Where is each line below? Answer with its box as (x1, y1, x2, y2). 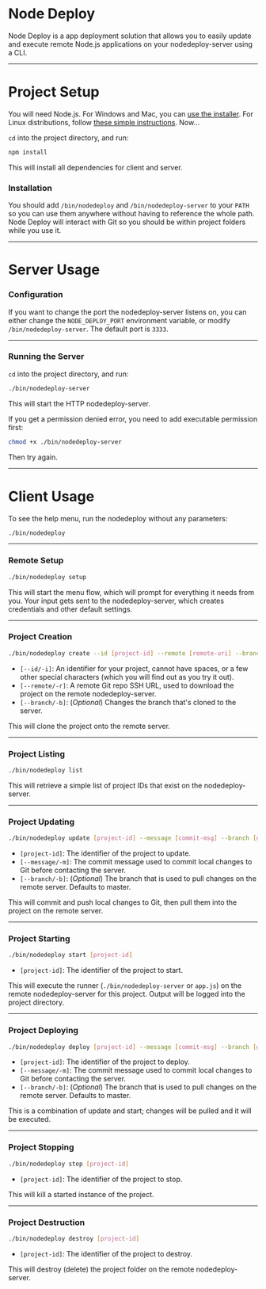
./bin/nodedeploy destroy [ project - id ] (8, 1234, 140, 1242)
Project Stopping (8, 1142, 74, 1153)
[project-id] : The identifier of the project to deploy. (19, 1057, 190, 1066)
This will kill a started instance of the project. (8, 1189, 154, 1199)
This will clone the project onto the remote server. (8, 721, 170, 730)
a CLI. (8, 48, 28, 57)
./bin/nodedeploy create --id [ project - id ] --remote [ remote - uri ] (8, 649, 232, 658)
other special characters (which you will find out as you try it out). (19, 672, 234, 681)
